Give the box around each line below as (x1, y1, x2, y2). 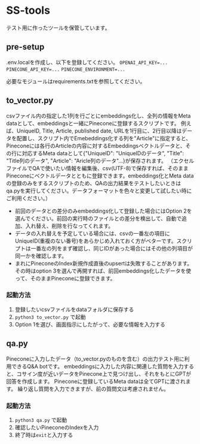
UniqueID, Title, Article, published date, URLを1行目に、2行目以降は (16, 127, 182, 134)
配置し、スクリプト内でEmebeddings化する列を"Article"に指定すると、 (16, 134, 192, 141)
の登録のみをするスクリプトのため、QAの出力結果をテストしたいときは (6, 179, 181, 186)
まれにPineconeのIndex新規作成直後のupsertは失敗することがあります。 (14, 259, 193, 267)
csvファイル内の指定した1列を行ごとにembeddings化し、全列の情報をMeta (6, 112, 191, 119)
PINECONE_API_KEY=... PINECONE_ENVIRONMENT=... (6, 67, 125, 73)
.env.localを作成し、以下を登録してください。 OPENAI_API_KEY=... (6, 58, 168, 66)
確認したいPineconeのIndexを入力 (14, 424, 99, 431)
